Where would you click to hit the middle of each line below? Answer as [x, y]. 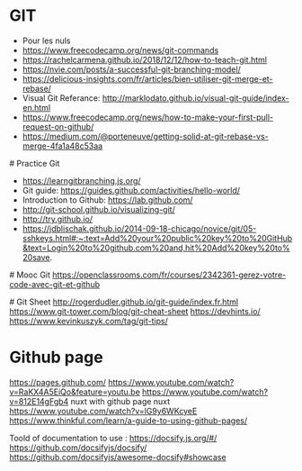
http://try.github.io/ [57, 219]
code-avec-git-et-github [55, 284]
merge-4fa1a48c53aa [62, 146]
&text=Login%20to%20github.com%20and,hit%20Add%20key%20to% [156, 248]
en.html [36, 107]
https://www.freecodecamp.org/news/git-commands [120, 50]
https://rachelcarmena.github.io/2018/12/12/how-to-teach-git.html [145, 59]
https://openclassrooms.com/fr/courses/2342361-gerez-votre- [169, 275]
